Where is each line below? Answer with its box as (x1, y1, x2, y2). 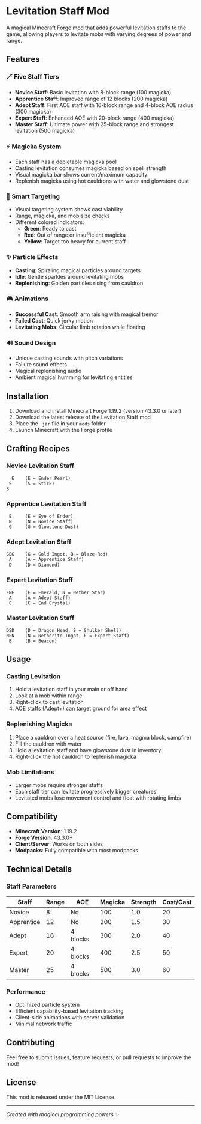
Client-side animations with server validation (14, 1013, 125, 1021)
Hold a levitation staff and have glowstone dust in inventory (14, 746, 162, 753)
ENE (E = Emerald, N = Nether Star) (6, 589, 106, 595)
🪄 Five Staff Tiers (6, 73, 59, 81)
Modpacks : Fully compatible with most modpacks (14, 846, 139, 854)
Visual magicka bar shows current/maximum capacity (14, 171, 148, 178)
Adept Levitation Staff (6, 538, 72, 546)
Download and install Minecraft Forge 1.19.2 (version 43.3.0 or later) (14, 407, 181, 414)
